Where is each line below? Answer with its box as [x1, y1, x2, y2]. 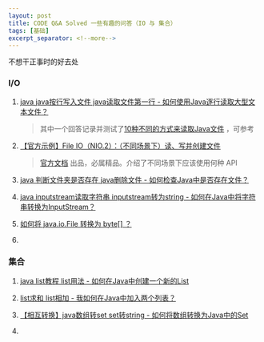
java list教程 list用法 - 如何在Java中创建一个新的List [19, 276, 190, 285]
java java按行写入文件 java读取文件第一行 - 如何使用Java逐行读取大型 [19, 97, 249, 107]
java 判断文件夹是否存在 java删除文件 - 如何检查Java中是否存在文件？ [19, 175, 250, 184]
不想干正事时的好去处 [8, 57, 78, 66]
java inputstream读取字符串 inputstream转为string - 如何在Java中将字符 [19, 191, 256, 201]
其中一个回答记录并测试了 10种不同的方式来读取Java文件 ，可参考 [39, 123, 254, 133]
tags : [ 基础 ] [8, 26, 50, 34]
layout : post [8, 11, 52, 20]
